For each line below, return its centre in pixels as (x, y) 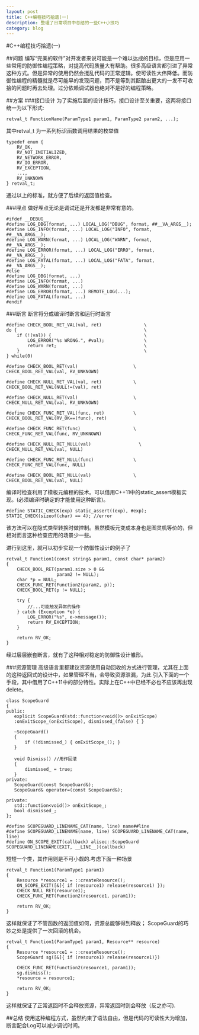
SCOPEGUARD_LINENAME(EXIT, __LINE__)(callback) (66, 847)
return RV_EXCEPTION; (54, 623)
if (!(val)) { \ (82, 335)
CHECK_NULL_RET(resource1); (51, 891)
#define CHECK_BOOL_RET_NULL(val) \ (71, 475)
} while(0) (20, 356)
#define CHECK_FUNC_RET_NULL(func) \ (71, 460)
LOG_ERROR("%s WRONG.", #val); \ (87, 341)
